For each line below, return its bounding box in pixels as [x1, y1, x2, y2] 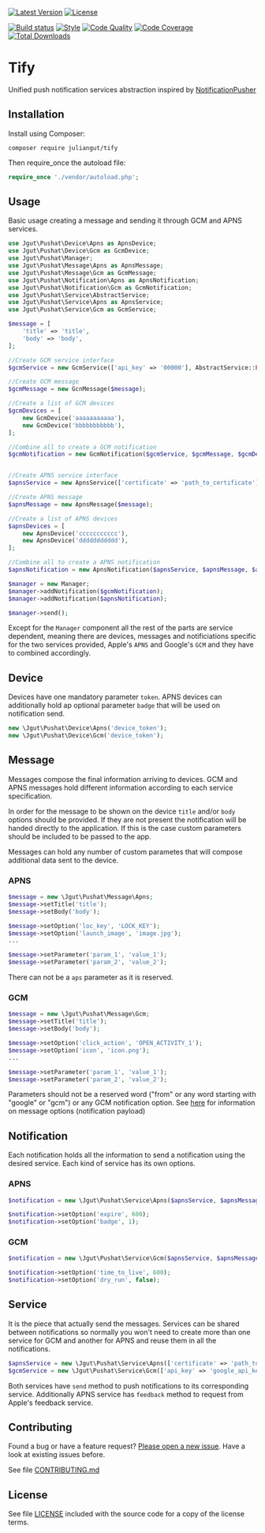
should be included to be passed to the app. [8, 832, 151, 841]
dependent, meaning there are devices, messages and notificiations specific [8, 632, 256, 641]
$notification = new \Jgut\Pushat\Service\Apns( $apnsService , [8, 1197, 217, 1204]
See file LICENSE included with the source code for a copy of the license [8, 1509, 244, 1519]
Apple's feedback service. [8, 1398, 94, 1407]
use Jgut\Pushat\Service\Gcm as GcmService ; [8, 306, 157, 314]
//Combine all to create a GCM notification [8, 443, 157, 451]
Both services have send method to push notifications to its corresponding [8, 1381, 249, 1390]
